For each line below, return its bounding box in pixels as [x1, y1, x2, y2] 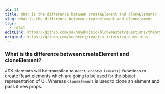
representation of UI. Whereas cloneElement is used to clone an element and [5, 78, 160, 84]
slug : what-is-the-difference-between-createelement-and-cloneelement [5, 16, 153, 21]
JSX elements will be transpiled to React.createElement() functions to [5, 68, 146, 74]
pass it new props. [5, 84, 43, 90]
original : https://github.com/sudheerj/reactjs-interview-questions [5, 35, 148, 40]
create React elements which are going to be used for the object [5, 73, 136, 79]
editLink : [5, 30, 26, 35]
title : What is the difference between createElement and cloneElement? [5, 12, 157, 17]
